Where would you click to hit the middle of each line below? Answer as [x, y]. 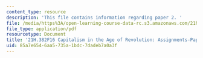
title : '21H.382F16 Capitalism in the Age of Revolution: [81, 40]
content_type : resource [36, 12]
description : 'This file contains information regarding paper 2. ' [94, 18]
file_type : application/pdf [42, 29]
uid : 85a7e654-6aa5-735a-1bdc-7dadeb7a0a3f [62, 46]
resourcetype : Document [36, 34]
